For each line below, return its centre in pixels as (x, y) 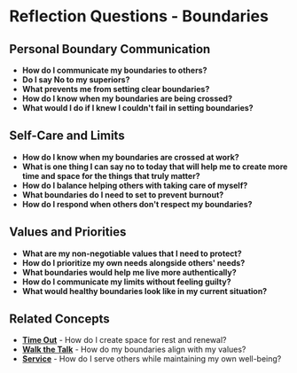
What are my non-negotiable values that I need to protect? (132, 253)
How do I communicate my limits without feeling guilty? (126, 282)
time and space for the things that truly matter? (111, 175)
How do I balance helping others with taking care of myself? (135, 185)
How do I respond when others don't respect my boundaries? (137, 204)
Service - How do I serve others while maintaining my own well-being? (152, 359)
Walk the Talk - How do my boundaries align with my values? (134, 350)
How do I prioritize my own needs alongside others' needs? (133, 262)
